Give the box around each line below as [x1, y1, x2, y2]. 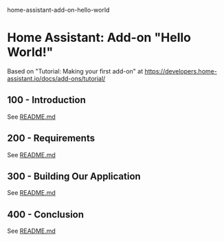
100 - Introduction [7, 94, 86, 106]
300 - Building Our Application [7, 170, 141, 182]
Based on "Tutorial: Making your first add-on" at [7, 67, 143, 75]
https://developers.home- [144, 67, 218, 75]
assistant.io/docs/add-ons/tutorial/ [7, 74, 106, 82]
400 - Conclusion [7, 209, 85, 220]
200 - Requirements [7, 133, 95, 144]
